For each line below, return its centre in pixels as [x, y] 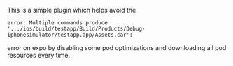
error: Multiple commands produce [58, 23]
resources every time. [39, 55]
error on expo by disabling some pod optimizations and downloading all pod [117, 48]
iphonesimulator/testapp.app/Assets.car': [70, 35]
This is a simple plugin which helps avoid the [72, 10]
